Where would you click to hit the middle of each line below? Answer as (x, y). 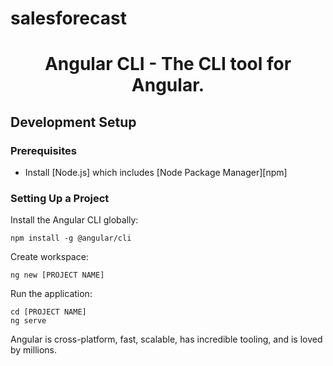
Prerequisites (43, 150)
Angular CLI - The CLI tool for (168, 64)
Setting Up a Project (60, 198)
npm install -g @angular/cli (71, 238)
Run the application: (51, 294)
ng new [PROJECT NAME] (57, 275)
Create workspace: (49, 257)
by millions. (34, 350)
